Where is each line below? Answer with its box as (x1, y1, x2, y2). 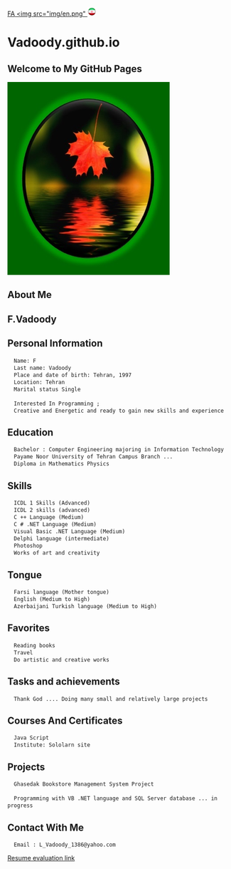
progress (7, 802, 33, 809)
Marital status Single (14, 386, 81, 393)
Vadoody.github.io (7, 34, 120, 51)
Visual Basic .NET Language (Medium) (14, 528, 126, 535)
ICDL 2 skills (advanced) (14, 507, 91, 514)
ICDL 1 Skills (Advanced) (14, 500, 91, 507)
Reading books (14, 642, 55, 649)
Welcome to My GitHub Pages (7, 63, 142, 75)
